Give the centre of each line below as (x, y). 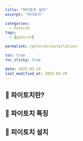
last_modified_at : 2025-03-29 (36, 73)
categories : (17, 23)
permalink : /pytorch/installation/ (42, 46)
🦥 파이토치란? (25, 95)
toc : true (15, 55)
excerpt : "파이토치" (24, 14)
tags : (11, 33)
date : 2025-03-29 (23, 69)
